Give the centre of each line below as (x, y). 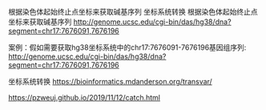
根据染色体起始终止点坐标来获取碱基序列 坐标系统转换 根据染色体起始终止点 (133, 12)
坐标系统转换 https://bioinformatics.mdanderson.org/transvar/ (110, 81)
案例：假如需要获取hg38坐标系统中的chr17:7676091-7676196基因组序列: (127, 47)
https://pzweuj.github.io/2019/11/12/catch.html (85, 98)
